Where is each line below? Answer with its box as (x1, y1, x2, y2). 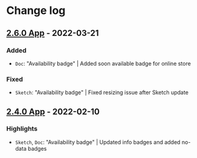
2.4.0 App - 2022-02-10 (6, 106, 100, 117)
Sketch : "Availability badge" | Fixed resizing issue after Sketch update (15, 89, 188, 96)
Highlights (6, 125, 38, 133)
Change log (6, 4, 66, 18)
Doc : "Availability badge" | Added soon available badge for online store (15, 60, 192, 67)
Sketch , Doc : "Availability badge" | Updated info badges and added (15, 138, 181, 146)
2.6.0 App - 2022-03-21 (6, 28, 99, 38)
